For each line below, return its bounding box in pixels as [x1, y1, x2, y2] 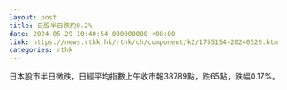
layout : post [9, 12, 57, 22]
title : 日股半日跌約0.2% [9, 21, 93, 30]
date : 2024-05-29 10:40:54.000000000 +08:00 [9, 29, 176, 38]
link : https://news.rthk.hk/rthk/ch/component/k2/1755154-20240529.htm [9, 37, 278, 47]
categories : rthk [9, 46, 73, 55]
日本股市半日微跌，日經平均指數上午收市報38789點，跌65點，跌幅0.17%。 [9, 71, 281, 82]
